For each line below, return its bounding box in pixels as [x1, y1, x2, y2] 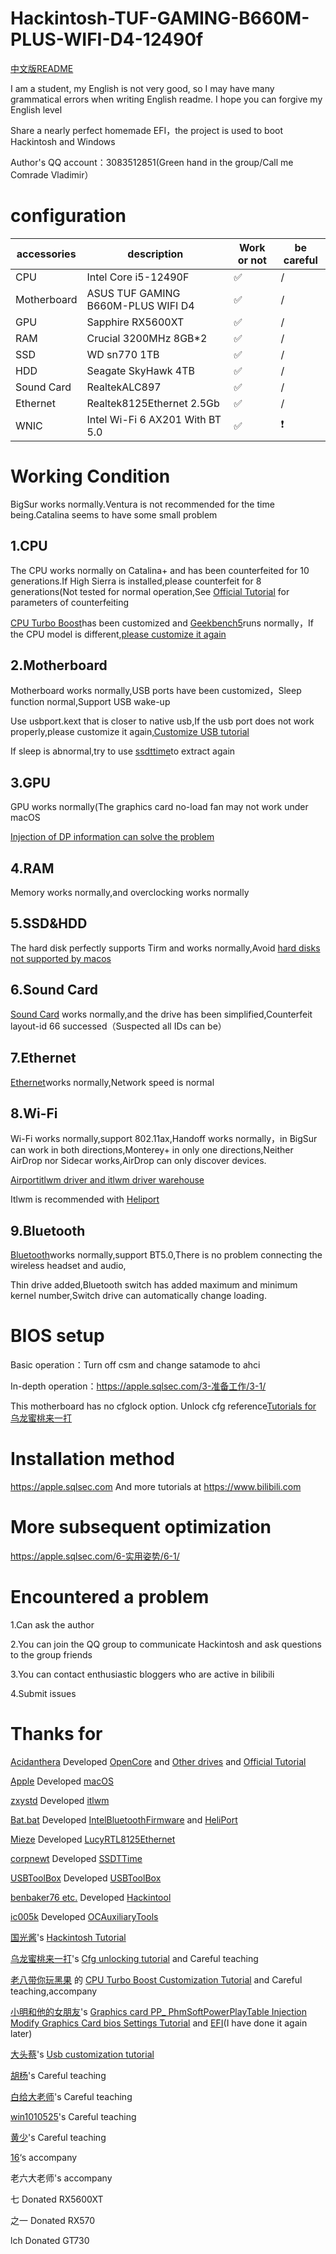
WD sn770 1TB [86, 347, 160, 361]
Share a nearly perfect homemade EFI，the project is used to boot [10, 124, 284, 136]
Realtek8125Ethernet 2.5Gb [86, 396, 220, 410]
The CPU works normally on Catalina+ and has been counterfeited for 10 [10, 564, 310, 576]
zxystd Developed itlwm [10, 1794, 110, 1806]
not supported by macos [10, 952, 112, 964]
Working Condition [10, 465, 171, 488]
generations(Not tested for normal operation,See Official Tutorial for [10, 585, 290, 597]
